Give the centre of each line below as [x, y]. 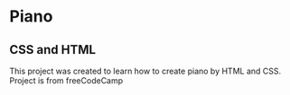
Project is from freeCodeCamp [66, 81]
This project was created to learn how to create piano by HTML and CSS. [145, 71]
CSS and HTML [53, 50]
